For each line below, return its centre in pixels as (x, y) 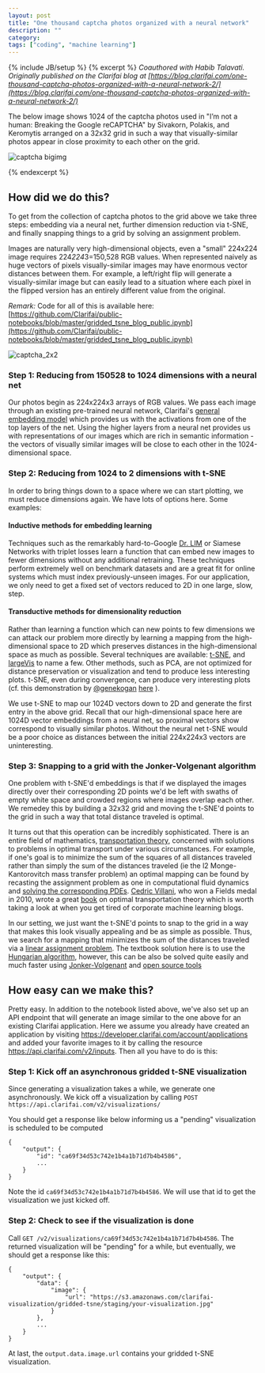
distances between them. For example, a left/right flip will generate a (120, 273)
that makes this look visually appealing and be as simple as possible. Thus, (130, 931)
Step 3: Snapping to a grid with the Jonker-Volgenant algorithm (132, 766)
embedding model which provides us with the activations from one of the (127, 419)
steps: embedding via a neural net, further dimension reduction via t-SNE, (129, 224)
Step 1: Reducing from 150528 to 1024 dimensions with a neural (132, 375)
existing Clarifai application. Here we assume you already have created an (129, 1026)
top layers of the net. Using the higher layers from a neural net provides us (129, 427)
